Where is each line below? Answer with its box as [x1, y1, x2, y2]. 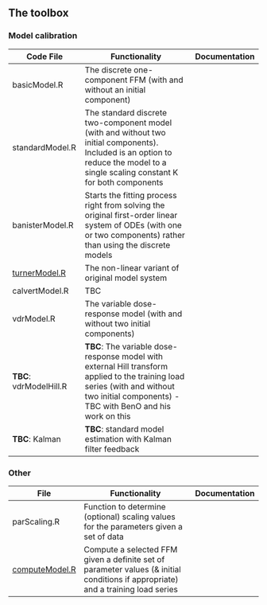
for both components [84, 177, 164, 188]
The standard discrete [84, 107, 168, 118]
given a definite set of [83, 553, 165, 564]
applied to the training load [84, 370, 185, 381]
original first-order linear [84, 209, 178, 221]
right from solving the [84, 199, 165, 210]
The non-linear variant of [84, 262, 180, 273]
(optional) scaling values [83, 511, 176, 522]
